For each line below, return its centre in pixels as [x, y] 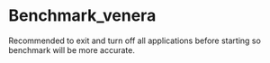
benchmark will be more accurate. [72, 49]
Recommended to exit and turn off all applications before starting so [135, 40]
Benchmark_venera [82, 16]
